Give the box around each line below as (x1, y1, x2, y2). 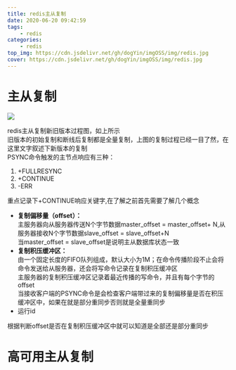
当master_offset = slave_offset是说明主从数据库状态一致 (17, 237, 180, 246)
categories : (7, 37, 42, 44)
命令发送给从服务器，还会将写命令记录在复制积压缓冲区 (17, 264, 178, 272)
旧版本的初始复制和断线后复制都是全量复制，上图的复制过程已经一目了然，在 (7, 135, 229, 143)
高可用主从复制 (7, 349, 94, 364)
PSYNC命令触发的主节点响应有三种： (7, 153, 115, 161)
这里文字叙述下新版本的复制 (7, 143, 88, 152)
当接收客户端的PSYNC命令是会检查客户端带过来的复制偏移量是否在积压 (17, 289, 223, 298)
